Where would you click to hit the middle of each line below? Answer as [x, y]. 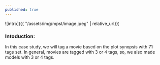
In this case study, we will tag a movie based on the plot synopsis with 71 [79, 46]
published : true [22, 10]
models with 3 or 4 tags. [30, 57]
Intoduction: [20, 36]
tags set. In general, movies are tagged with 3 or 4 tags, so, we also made [80, 52]
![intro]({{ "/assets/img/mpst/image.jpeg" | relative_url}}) [62, 23]
